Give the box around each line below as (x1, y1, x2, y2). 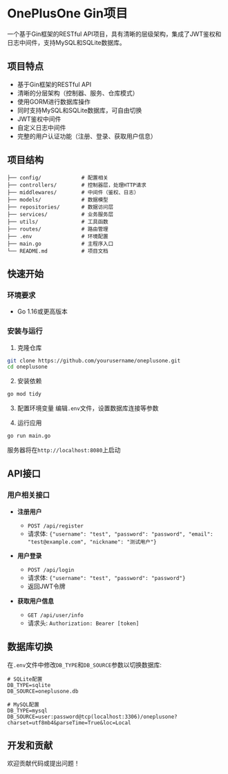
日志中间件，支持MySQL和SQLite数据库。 (7, 38, 126, 46)
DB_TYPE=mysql (7, 707, 48, 714)
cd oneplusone (7, 363, 48, 371)
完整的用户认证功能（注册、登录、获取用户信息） (17, 132, 157, 140)
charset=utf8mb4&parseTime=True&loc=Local (7, 719, 131, 726)
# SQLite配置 (7, 675, 43, 683)
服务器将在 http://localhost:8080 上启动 (7, 446, 121, 454)
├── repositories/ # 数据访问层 (7, 204, 114, 211)
